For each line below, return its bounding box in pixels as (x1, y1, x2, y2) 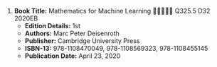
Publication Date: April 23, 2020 (24, 51, 121, 60)
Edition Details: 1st (24, 22, 80, 30)
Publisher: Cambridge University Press (24, 37, 140, 45)
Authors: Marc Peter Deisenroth (24, 29, 120, 37)
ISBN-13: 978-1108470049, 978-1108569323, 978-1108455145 (24, 44, 208, 52)
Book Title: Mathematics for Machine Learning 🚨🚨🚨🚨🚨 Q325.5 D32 (14, 7, 211, 15)
